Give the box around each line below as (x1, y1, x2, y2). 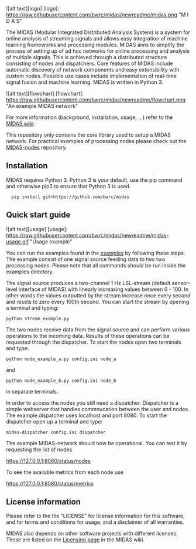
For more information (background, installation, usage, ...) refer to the (6, 114, 173, 121)
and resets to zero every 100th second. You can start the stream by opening (6, 298, 190, 305)
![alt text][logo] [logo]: (6, 5, 60, 12)
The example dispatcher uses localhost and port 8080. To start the (6, 412, 167, 419)
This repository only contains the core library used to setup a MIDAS (6, 131, 171, 138)
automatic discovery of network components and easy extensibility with (6, 66, 180, 73)
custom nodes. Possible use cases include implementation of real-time (6, 73, 177, 79)
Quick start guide (6, 210, 71, 220)
